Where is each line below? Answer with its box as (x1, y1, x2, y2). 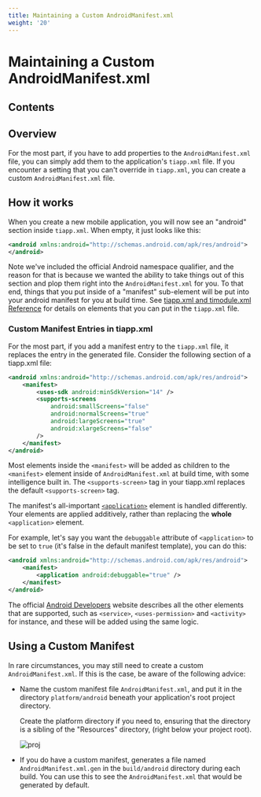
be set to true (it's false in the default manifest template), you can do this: (8, 541, 247, 551)
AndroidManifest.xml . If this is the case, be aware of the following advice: (8, 669, 246, 678)
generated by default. (19, 780, 90, 789)
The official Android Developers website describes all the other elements (8, 600, 244, 610)
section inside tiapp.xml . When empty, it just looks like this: (8, 225, 201, 234)
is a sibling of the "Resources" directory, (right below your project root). (19, 725, 252, 734)
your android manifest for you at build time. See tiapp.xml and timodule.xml (8, 296, 252, 305)
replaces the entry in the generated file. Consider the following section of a (8, 349, 252, 359)
